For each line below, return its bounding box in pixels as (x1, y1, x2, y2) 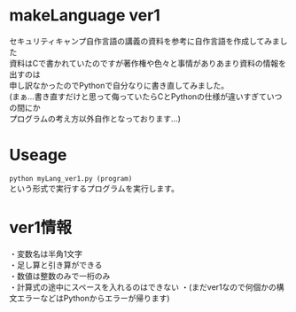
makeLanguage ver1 (9, 5, 161, 26)
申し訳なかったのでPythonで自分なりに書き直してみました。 (9, 80, 230, 90)
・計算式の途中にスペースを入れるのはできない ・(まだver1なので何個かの (9, 281, 277, 292)
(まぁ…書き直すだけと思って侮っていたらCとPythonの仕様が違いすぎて (9, 90, 268, 102)
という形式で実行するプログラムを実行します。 (9, 183, 180, 193)
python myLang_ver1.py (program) (9, 174, 133, 183)
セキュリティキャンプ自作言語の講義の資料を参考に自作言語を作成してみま (9, 35, 281, 46)
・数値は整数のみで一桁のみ (9, 270, 111, 281)
